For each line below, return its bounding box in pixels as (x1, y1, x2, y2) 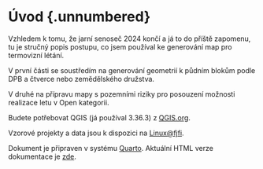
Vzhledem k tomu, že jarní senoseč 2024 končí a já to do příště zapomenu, (8, 34, 251, 43)
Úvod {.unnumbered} (8, 8, 151, 26)
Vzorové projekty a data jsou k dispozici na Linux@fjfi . (8, 128, 184, 138)
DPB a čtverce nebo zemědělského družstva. (8, 74, 155, 83)
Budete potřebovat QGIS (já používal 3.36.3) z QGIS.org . (8, 112, 191, 122)
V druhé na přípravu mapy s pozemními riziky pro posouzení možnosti (8, 89, 235, 98)
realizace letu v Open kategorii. (8, 97, 109, 107)
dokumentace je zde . (8, 152, 77, 161)
